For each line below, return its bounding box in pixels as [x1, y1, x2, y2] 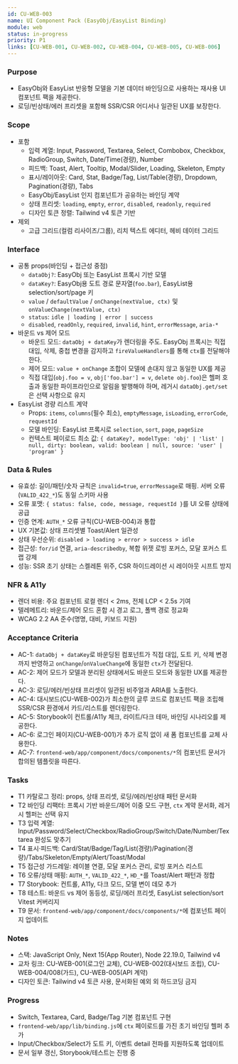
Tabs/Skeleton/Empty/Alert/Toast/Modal [28, 853, 146, 862]
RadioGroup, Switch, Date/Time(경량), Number [28, 154, 164, 164]
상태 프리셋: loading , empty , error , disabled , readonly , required [28, 199, 211, 208]
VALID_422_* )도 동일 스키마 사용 [20, 490, 109, 499]
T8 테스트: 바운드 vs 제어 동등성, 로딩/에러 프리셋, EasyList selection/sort [17, 889, 224, 897]
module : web [7, 23, 43, 31]
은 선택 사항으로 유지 [28, 391, 86, 399]
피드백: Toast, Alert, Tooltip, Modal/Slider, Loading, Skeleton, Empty [28, 164, 225, 172]
